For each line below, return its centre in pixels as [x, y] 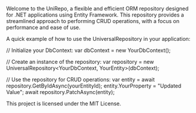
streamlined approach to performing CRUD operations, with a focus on [93, 21]
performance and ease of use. [43, 27]
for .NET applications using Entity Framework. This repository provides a [95, 15]
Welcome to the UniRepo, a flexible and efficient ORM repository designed [97, 9]
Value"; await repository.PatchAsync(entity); [60, 92]
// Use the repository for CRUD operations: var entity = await [80, 80]
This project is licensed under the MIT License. [64, 104]
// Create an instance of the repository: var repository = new [80, 62]
